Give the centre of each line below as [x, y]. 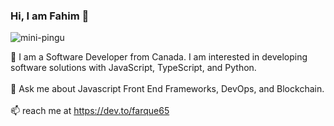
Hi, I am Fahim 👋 [50, 16]
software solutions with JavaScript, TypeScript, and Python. [133, 68]
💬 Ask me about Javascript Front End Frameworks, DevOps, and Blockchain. [167, 89]
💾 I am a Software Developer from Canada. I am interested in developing [159, 57]
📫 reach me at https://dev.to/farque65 [90, 111]
